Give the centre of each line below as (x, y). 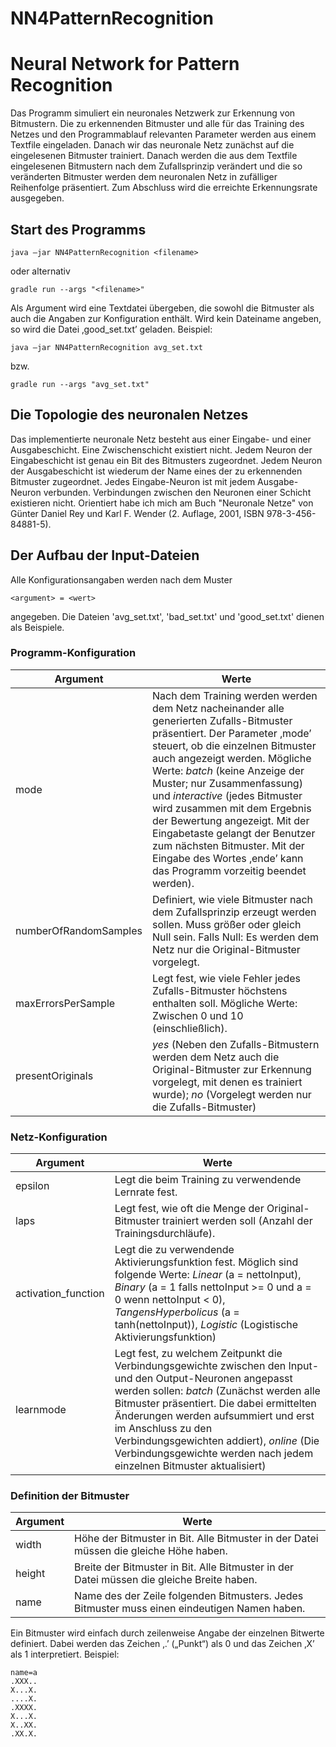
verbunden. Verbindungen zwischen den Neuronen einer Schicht (177, 492)
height (30, 1574)
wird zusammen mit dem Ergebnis (232, 808)
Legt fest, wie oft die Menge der (189, 1209)
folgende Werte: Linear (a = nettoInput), (208, 1275)
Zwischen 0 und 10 (198, 1015)
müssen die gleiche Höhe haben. (151, 1551)
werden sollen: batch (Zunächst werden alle (217, 1391)
